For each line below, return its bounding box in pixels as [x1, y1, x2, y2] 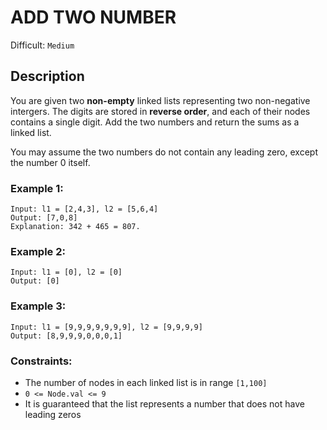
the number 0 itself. [10, 156, 91, 168]
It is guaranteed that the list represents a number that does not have [24, 397, 305, 410]
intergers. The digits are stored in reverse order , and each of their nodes [10, 105, 311, 117]
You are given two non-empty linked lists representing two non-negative [10, 94, 311, 106]
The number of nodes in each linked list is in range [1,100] [24, 376, 268, 388]
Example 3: [10, 299, 67, 313]
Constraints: [10, 354, 73, 368]
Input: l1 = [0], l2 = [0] [10, 267, 123, 278]
